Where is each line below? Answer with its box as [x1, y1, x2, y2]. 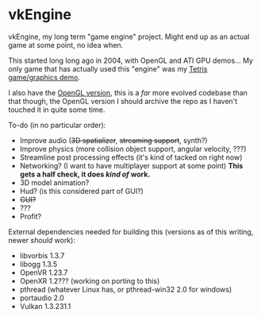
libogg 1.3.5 [19, 259, 58, 269]
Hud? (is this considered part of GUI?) [19, 186, 144, 195]
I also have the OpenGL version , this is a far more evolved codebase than [8, 87, 248, 97]
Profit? [19, 211, 42, 221]
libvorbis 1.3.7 [19, 250, 65, 260]
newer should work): [8, 235, 75, 245]
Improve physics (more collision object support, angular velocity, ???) [19, 144, 248, 153]
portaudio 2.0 [19, 292, 65, 303]
